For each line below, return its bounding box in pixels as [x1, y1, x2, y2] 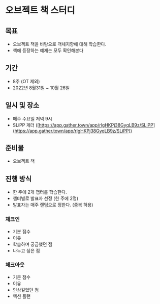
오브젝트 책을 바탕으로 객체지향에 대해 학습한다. [12, 41, 107, 47]
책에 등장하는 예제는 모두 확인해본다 [12, 47, 84, 54]
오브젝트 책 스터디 [5, 5, 75, 16]
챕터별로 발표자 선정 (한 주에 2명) [12, 195, 79, 201]
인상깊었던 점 [12, 287, 39, 293]
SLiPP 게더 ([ [12, 122, 39, 128]
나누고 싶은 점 [12, 247, 40, 254]
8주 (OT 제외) [12, 78, 40, 84]
